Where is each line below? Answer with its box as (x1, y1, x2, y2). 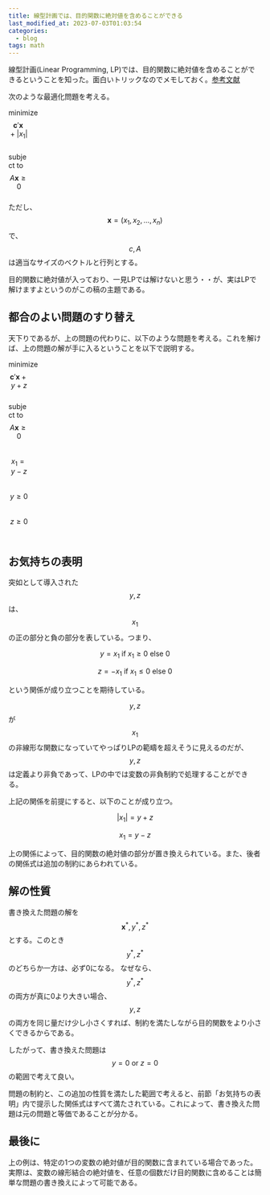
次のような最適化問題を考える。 (8, 92, 114, 101)
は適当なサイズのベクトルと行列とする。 (8, 257, 142, 267)
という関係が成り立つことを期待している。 (8, 685, 149, 694)
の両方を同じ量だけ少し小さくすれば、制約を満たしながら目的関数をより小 (8, 1017, 255, 1027)
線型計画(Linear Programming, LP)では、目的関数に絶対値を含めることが (8, 65, 248, 75)
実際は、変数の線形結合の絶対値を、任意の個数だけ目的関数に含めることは (8, 1167, 255, 1177)
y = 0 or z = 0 (111, 1058, 159, 1067)
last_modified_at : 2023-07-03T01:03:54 (8, 19, 142, 27)
